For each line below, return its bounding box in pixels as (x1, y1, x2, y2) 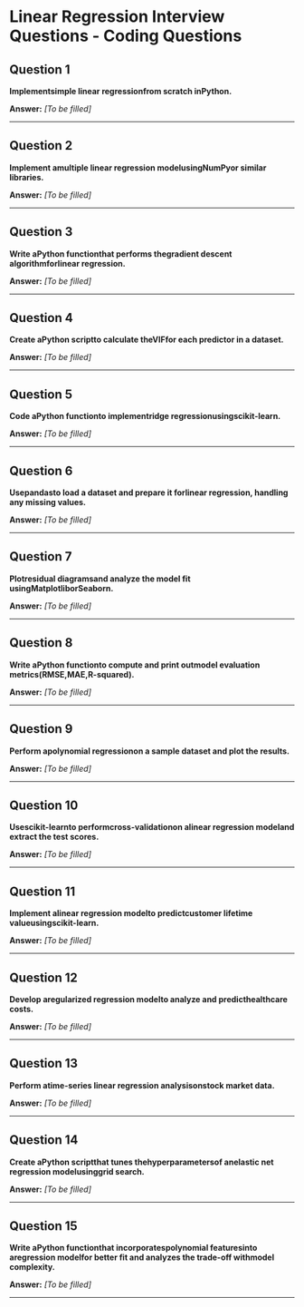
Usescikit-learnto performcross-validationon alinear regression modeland (9, 822, 295, 833)
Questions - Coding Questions (9, 25, 242, 46)
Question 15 (9, 1218, 79, 1234)
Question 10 (9, 797, 79, 813)
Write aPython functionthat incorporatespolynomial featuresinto (9, 1243, 258, 1253)
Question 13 (9, 1056, 79, 1071)
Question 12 (9, 970, 79, 985)
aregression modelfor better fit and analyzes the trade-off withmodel (9, 1252, 274, 1263)
